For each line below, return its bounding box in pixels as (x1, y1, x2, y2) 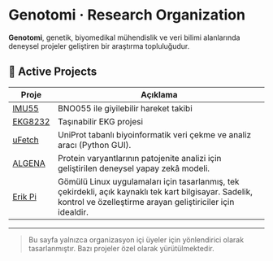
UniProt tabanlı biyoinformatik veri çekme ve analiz (58, 128, 252, 140)
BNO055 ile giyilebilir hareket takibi (58, 102, 193, 114)
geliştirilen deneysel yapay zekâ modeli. (58, 163, 210, 174)
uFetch (12, 134, 39, 146)
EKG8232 (12, 115, 50, 127)
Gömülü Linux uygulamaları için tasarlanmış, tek (58, 176, 240, 187)
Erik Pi (12, 191, 37, 202)
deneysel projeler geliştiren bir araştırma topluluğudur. (8, 41, 190, 50)
